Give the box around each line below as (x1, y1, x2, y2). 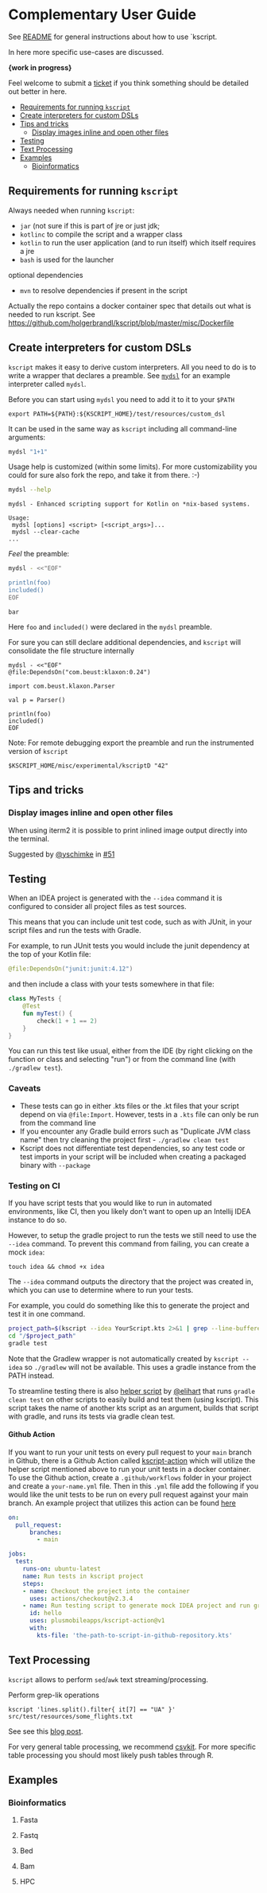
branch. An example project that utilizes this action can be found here (8, 1498, 236, 1508)
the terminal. (8, 833, 50, 843)
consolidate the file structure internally (8, 646, 135, 655)
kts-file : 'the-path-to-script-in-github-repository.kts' (37, 1631, 233, 1639)
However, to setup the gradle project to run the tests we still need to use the (8, 1231, 257, 1240)
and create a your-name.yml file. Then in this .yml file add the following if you (8, 1481, 259, 1490)
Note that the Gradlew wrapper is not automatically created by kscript (8, 1353, 239, 1363)
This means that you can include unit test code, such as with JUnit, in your (8, 917, 253, 927)
